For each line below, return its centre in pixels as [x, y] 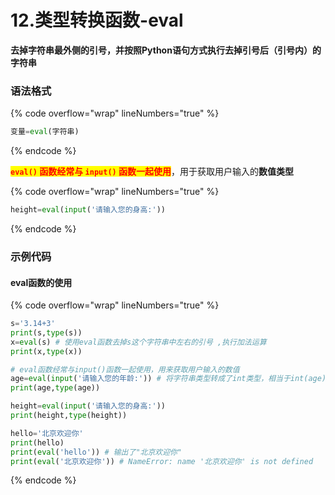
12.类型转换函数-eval [97, 20]
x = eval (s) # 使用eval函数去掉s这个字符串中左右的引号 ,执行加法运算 [138, 342]
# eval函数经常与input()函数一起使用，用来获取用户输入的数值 [125, 369]
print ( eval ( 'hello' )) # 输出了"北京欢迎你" [96, 452]
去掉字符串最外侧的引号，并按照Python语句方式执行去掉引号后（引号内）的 [166, 50]
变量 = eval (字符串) [45, 132]
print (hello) [37, 442]
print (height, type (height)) [69, 416]
